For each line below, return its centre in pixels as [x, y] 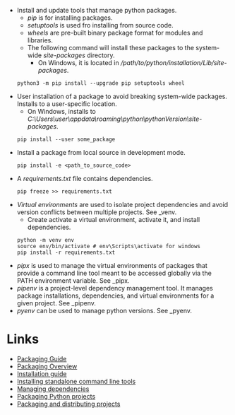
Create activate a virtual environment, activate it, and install [114, 220]
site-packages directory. [79, 55]
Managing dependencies [53, 389]
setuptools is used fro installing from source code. [100, 25]
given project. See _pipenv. [56, 303]
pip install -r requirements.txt [66, 252]
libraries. [40, 40]
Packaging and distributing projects [68, 404]
